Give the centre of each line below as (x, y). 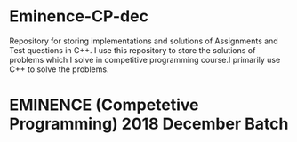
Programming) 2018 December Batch (149, 124)
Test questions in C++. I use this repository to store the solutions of (132, 50)
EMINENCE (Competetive (104, 105)
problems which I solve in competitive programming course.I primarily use (145, 59)
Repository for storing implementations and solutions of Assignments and (144, 41)
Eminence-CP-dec (79, 16)
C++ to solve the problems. (59, 69)
